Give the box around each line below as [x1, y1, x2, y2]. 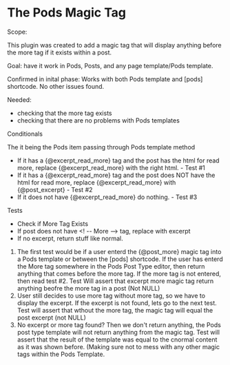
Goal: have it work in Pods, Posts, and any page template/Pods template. [7, 61, 213, 70]
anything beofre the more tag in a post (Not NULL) [17, 284, 160, 292]
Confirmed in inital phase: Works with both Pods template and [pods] [7, 74, 203, 83]
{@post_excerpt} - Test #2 [17, 185, 93, 194]
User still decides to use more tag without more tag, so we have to [17, 291, 205, 300]
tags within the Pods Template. [17, 350, 105, 358]
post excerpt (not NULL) [17, 313, 86, 322]
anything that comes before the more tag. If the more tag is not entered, [17, 269, 222, 278]
